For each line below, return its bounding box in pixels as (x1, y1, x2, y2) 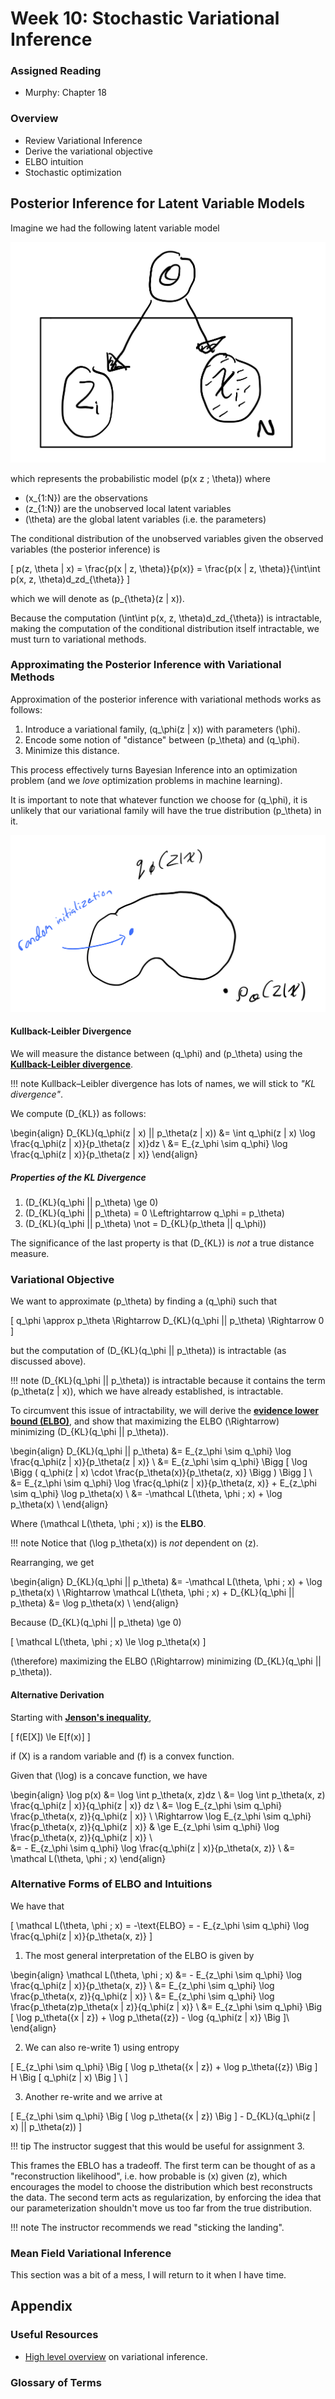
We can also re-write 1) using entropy (24, 2041, 180, 2053)
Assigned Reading (10, 64, 102, 78)
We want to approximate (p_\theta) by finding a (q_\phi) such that (10, 1295, 278, 1307)
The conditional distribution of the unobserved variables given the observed (10, 532, 324, 544)
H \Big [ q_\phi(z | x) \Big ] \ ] (10, 2071, 128, 2083)
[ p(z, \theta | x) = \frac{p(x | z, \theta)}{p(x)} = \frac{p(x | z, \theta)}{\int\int (10, 562, 321, 574)
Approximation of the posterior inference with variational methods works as (10, 693, 322, 705)
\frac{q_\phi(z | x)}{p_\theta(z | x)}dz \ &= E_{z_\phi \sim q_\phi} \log (10, 1138, 288, 1150)
